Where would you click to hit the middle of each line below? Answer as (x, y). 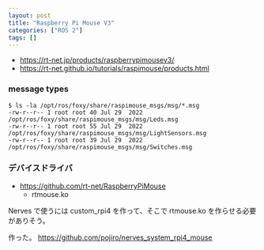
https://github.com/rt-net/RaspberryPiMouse (92, 186)
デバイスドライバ (41, 169)
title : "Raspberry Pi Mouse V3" (61, 23)
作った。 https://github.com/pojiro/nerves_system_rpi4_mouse (110, 237)
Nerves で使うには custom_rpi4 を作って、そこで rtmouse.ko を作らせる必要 (132, 210)
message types (38, 89)
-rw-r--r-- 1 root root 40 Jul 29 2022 (76, 112)
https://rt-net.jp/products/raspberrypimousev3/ (97, 60)
